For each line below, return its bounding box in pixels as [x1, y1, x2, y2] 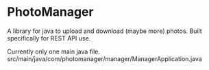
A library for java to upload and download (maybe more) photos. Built [7, 27, 202, 35]
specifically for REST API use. [7, 34, 91, 42]
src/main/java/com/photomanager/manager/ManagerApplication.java [7, 54, 202, 62]
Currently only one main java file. [7, 47, 101, 56]
